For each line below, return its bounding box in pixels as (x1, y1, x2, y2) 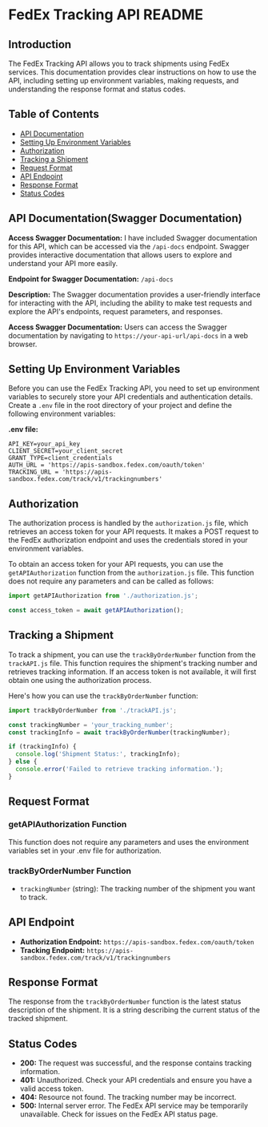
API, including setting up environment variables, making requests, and (8, 76, 239, 85)
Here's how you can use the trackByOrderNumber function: (8, 691, 198, 701)
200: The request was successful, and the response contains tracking (19, 1058, 252, 1068)
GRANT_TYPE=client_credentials (8, 454, 113, 463)
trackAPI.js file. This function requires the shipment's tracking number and (8, 658, 258, 668)
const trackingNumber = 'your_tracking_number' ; (8, 721, 174, 729)
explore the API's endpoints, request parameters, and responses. (8, 306, 223, 316)
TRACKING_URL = (8, 468, 59, 476)
